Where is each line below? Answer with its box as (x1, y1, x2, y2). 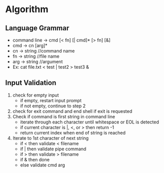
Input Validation (5, 78, 57, 87)
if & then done (20, 156, 50, 162)
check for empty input (12, 92, 59, 98)
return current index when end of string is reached (20, 129, 126, 136)
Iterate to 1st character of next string (12, 135, 89, 141)
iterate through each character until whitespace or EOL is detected (20, 119, 159, 125)
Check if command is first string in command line (12, 113, 115, 119)
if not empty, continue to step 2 (20, 103, 86, 109)
